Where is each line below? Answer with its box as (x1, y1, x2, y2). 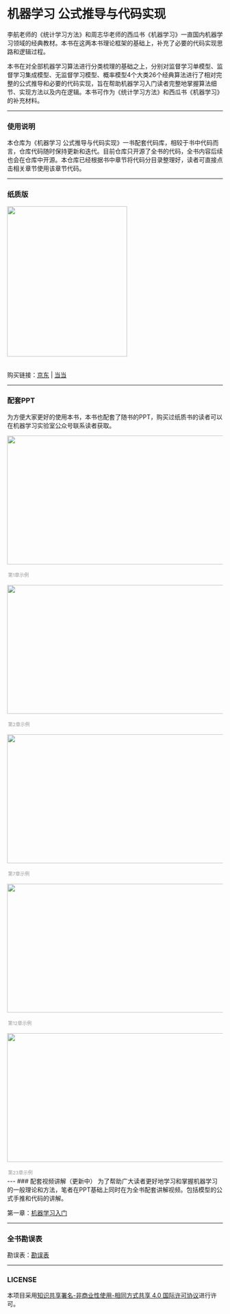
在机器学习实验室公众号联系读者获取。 (7, 421, 115, 429)
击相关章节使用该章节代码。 (7, 164, 86, 172)
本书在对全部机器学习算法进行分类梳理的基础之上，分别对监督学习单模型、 (7, 62, 217, 70)
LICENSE (7, 1275, 38, 1284)
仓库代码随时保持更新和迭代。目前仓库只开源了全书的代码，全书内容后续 (18, 147, 223, 155)
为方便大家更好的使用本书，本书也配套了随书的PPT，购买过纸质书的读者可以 (7, 413, 222, 421)
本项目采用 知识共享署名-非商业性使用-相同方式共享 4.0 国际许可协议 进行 (7, 1291, 211, 1300)
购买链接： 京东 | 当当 (7, 370, 67, 378)
